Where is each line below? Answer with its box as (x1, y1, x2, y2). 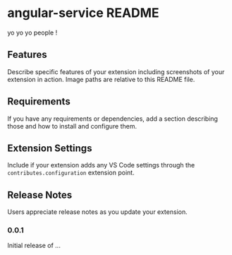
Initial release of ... (7, 242, 61, 250)
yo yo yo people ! (7, 28, 58, 37)
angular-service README (7, 5, 160, 21)
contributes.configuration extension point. (7, 168, 135, 177)
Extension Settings (7, 142, 92, 154)
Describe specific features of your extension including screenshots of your (7, 67, 225, 76)
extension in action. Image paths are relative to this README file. (7, 75, 195, 83)
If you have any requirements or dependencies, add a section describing (7, 114, 219, 123)
